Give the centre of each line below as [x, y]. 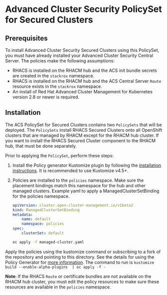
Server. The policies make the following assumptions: [60, 61]
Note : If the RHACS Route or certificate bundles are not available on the [78, 276]
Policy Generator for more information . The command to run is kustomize [80, 262]
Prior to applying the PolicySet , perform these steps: [59, 155]
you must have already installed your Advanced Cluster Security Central [79, 55]
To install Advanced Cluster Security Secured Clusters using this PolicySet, [82, 50]
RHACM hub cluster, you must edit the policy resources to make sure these [82, 282]
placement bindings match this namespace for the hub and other [79, 185]
